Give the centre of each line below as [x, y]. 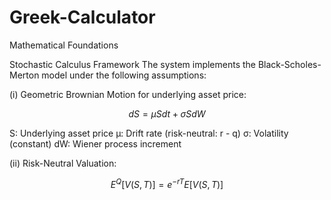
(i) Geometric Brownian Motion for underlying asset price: [128, 94]
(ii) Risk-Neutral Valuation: [63, 163]
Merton [24, 75]
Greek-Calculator [82, 17]
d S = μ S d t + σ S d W [167, 113]
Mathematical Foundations [64, 45]
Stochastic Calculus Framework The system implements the [133, 64]
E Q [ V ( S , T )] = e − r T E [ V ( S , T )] [167, 183]
